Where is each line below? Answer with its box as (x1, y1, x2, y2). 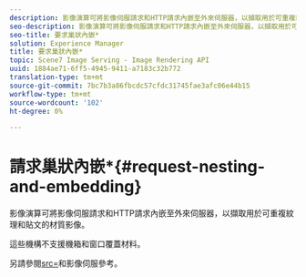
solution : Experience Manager (9, 38, 125, 48)
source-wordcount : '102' (9, 97, 104, 108)
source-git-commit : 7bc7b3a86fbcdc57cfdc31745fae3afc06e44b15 (9, 81, 250, 90)
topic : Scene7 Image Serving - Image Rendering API (9, 56, 209, 65)
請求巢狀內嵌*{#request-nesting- (9, 157, 266, 178)
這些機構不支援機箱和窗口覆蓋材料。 (9, 239, 146, 250)
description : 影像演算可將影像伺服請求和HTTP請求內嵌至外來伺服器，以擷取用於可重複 (9, 13, 296, 23)
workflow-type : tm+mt (9, 89, 92, 98)
